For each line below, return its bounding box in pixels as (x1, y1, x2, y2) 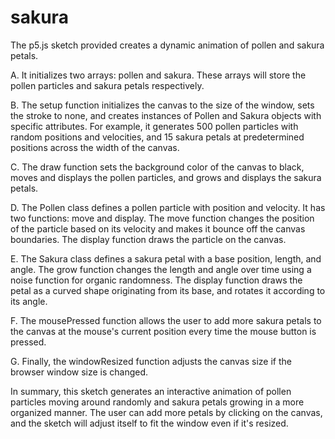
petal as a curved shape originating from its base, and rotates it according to (10, 284, 326, 296)
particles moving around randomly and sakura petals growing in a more (10, 396, 305, 408)
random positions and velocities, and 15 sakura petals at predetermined (10, 131, 305, 143)
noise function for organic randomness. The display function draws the (10, 274, 303, 286)
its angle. (10, 295, 48, 307)
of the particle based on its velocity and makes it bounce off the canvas (10, 222, 306, 235)
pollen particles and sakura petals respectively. (10, 79, 205, 91)
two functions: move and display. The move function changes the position (10, 212, 315, 224)
